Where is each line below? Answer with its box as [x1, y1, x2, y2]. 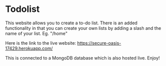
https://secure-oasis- [77, 40, 121, 46]
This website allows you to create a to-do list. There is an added [5, 20, 138, 26]
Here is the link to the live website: [5, 40, 76, 46]
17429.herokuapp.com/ [5, 45, 53, 51]
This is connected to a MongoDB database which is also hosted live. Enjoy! [5, 55, 160, 61]
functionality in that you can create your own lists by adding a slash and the [5, 25, 161, 31]
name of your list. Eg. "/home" [5, 30, 68, 36]
